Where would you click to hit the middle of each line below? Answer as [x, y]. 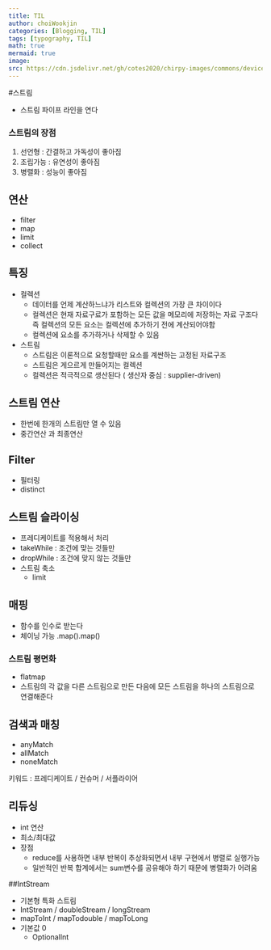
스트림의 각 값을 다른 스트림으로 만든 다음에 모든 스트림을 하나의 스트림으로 [138, 686]
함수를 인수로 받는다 [51, 625]
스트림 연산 [34, 403]
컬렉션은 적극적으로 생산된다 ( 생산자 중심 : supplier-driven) [127, 375]
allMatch [34, 754]
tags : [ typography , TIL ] [50, 38]
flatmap [33, 677]
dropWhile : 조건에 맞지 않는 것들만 [75, 558]
